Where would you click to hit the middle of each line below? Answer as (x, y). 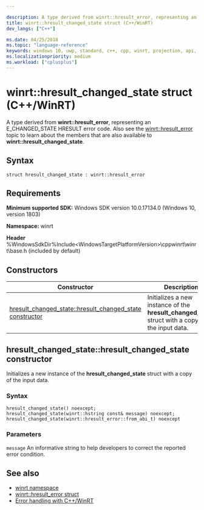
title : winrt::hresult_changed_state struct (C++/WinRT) (80, 23)
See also (23, 473)
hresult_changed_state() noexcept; (51, 408)
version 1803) (23, 214)
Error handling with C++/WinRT (54, 501)
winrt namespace (37, 488)
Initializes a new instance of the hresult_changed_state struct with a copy (99, 373)
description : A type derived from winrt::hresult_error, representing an (102, 17)
